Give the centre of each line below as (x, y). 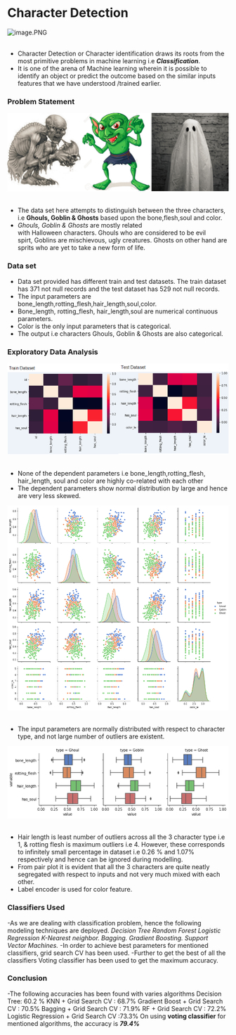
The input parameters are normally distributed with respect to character (121, 729)
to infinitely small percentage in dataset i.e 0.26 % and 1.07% (106, 852)
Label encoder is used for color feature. (75, 890)
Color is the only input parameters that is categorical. (94, 326)
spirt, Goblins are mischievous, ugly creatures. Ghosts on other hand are (122, 240)
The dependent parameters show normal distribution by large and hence (123, 488)
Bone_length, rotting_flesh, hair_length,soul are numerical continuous (118, 311)
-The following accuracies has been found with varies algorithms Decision (114, 994)
